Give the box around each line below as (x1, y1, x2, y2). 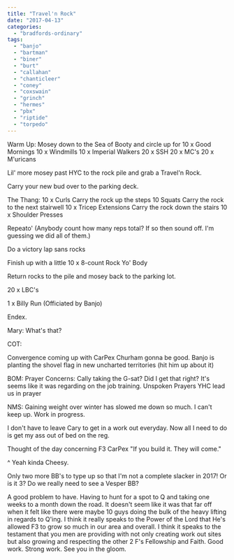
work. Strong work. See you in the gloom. (7, 545, 127, 553)
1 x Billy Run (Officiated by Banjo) (7, 299, 103, 308)
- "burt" (13, 62, 39, 69)
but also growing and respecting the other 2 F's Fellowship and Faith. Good (7, 537, 224, 545)
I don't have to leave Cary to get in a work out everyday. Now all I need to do (7, 424, 228, 432)
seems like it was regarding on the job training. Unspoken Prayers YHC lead (7, 382, 226, 390)
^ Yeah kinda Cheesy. (7, 458, 69, 466)
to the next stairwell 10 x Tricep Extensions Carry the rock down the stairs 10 (7, 203, 228, 211)
